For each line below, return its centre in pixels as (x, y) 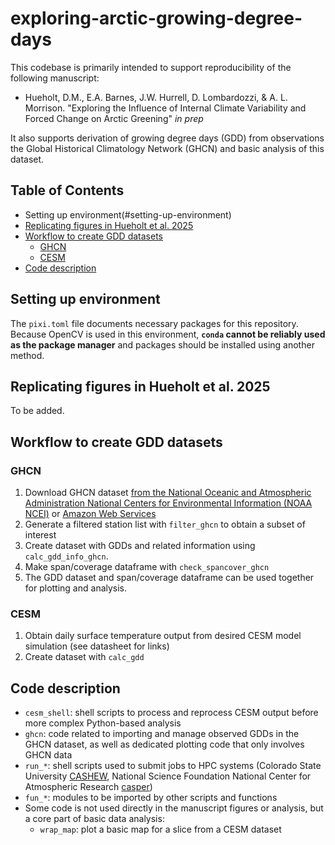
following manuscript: (55, 78)
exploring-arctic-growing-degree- (156, 18)
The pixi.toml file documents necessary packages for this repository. (154, 323)
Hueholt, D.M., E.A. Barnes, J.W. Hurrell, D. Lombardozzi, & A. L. (156, 97)
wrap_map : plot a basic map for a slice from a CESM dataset (160, 829)
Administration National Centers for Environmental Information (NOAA (168, 503)
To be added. (37, 411)
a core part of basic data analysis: (94, 819)
